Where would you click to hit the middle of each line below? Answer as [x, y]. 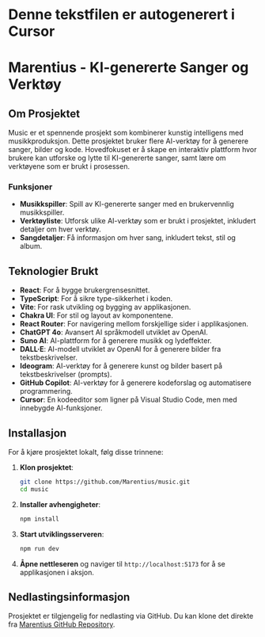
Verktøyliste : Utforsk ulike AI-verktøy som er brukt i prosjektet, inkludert [138, 221]
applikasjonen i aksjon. [57, 572]
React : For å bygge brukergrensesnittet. [85, 290]
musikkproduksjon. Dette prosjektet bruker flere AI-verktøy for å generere [129, 141]
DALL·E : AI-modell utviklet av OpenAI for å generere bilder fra [120, 349]
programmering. [46, 391]
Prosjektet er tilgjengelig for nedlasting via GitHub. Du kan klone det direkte [131, 616]
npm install [39, 519]
